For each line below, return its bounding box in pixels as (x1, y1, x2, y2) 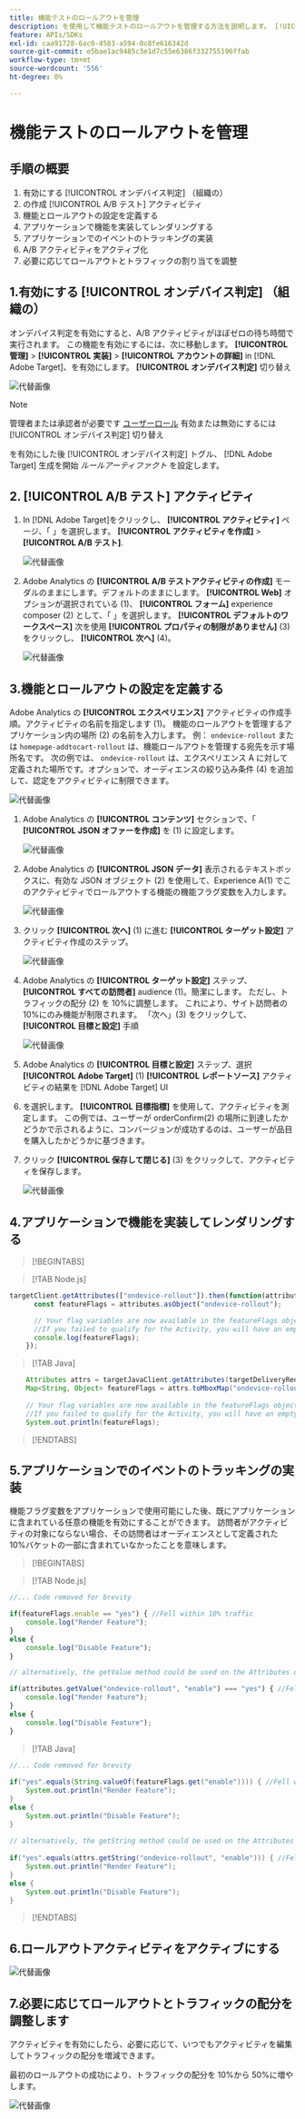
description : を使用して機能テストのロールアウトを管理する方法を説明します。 (9, 22, 271, 31)
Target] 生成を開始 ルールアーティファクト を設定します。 (9, 460, 225, 471)
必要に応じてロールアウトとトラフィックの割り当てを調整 (22, 255, 238, 266)
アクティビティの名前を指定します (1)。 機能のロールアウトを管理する (25, 719, 284, 730)
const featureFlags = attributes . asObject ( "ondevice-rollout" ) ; (33, 1299, 282, 1308)
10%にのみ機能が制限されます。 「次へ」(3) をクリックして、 (22, 1010, 252, 1020)
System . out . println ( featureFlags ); (25, 1418, 161, 1427)
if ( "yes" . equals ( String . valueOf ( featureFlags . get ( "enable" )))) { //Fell (9, 1777, 290, 1786)
